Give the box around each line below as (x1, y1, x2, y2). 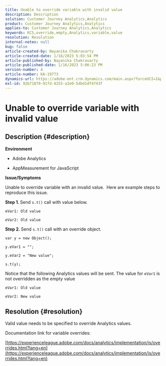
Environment (5, 146, 32, 152)
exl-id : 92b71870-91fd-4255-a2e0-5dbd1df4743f (5, 81, 103, 86)
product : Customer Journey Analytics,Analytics (5, 21, 105, 26)
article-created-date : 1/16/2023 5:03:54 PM (5, 53, 98, 59)
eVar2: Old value (5, 217, 41, 222)
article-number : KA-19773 (5, 72, 58, 77)
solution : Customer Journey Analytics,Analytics (5, 16, 107, 21)
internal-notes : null (5, 40, 50, 45)
